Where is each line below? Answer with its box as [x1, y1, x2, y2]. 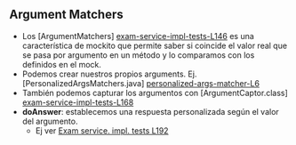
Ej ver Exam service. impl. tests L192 [35, 125, 169, 136]
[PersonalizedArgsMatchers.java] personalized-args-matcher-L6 [21, 77, 260, 88]
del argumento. [21, 116, 78, 126]
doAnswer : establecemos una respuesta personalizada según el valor [21, 106, 280, 117]
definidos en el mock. [21, 59, 102, 69]
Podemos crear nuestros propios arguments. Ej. [21, 68, 197, 79]
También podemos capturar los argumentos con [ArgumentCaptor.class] [21, 87, 289, 98]
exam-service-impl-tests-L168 [21, 97, 134, 108]
